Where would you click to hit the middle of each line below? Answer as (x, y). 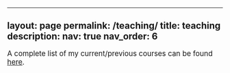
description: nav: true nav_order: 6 (82, 36)
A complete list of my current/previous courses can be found (110, 53)
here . (16, 62)
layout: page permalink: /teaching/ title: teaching (114, 26)
